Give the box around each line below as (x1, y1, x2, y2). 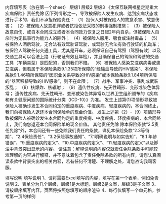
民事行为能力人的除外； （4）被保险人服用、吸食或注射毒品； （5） (22, 35, 161, 41)
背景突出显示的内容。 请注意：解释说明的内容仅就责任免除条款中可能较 (13, 146, 158, 152)
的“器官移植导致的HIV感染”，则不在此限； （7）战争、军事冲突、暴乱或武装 (5, 78, 159, 84)
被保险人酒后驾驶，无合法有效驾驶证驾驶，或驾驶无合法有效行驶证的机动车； (5, 41, 161, 47)
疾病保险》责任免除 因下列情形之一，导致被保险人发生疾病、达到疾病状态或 (5, 10, 158, 16)
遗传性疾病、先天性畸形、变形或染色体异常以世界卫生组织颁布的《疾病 (14, 91, 158, 96)
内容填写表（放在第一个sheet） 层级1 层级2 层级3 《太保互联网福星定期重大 (5, 4, 159, 10)
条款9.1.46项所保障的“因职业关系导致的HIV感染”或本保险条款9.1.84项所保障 (5, 72, 157, 78)
